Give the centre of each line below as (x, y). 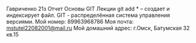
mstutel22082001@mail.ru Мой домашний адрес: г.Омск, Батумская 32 (98, 28)
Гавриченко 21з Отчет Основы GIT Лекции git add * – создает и (88, 9)
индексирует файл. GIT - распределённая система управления (88, 15)
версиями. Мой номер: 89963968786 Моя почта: (70, 21)
